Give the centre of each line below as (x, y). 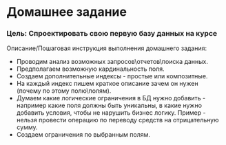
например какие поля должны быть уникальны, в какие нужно (109, 105)
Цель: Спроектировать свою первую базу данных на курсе (112, 34)
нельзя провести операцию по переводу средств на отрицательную (117, 120)
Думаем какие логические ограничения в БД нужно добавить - (111, 98)
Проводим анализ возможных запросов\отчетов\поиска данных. (112, 62)
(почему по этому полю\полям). (64, 91)
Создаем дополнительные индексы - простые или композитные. (112, 76)
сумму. (27, 127)
